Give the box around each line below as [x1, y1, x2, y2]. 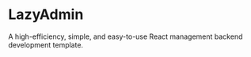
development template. [8, 40, 84, 49]
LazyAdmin [8, 6, 84, 24]
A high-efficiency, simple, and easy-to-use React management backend [8, 32, 243, 41]
